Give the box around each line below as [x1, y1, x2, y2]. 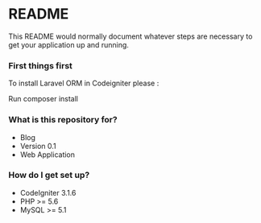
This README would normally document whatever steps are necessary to [8, 31, 253, 41]
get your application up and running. [8, 39, 129, 49]
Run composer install [8, 94, 79, 104]
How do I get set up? [8, 170, 90, 181]
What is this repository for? [8, 114, 118, 126]
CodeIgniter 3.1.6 [19, 188, 77, 197]
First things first [8, 60, 72, 71]
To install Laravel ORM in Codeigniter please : [8, 78, 159, 89]
